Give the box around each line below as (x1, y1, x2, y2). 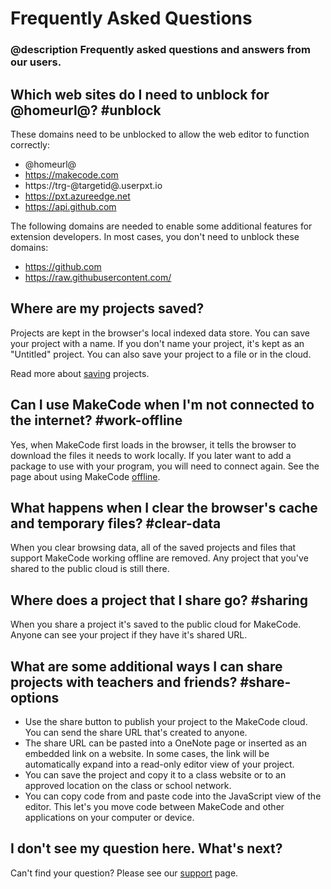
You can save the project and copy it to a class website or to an (24, 768, 287, 781)
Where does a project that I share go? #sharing (10, 592, 309, 609)
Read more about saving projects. (10, 367, 150, 379)
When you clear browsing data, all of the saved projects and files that (10, 542, 297, 554)
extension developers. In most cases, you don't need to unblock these (10, 230, 300, 242)
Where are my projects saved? (10, 300, 205, 317)
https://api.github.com (24, 200, 117, 212)
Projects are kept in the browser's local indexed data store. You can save (10, 327, 310, 339)
